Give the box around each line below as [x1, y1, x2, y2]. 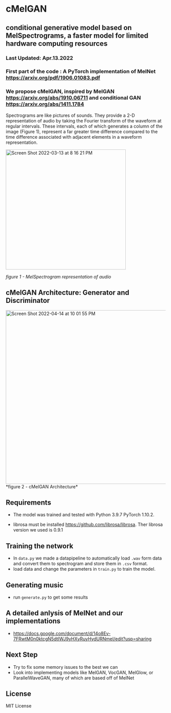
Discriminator [6, 296, 50, 305]
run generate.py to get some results [13, 594, 88, 600]
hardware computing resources [6, 39, 108, 48]
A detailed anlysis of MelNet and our [6, 609, 123, 617]
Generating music [6, 580, 64, 590]
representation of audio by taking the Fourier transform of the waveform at [6, 117, 162, 123]
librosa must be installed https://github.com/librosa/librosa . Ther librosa [13, 521, 163, 528]
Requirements [6, 498, 51, 507]
